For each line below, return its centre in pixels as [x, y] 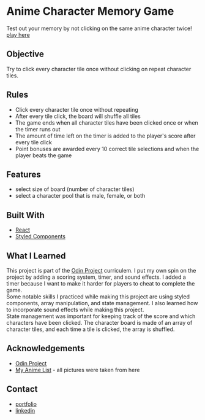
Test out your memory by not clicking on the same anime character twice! [99, 28]
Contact [22, 389]
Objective [25, 54]
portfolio [26, 404]
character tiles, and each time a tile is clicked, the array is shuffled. [91, 329]
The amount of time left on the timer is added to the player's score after [105, 136]
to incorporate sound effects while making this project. [75, 309]
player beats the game [43, 155]
